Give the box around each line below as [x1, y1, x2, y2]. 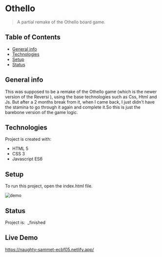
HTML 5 [12, 146, 29, 151]
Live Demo [5, 234, 38, 242]
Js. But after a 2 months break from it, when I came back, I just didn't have [5, 99, 155, 105]
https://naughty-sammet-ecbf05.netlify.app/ [5, 246, 94, 252]
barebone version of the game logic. [5, 109, 78, 115]
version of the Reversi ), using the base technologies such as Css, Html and [5, 93, 157, 100]
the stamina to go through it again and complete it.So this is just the [5, 104, 141, 110]
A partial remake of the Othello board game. [17, 19, 106, 25]
